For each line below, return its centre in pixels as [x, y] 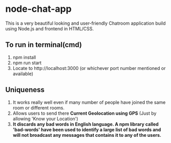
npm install [24, 57]
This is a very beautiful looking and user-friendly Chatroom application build [85, 23]
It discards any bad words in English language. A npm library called [85, 124]
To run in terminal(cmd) [44, 45]
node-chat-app [38, 9]
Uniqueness [25, 90]
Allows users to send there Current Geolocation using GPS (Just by [84, 113]
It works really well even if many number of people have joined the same [89, 102]
